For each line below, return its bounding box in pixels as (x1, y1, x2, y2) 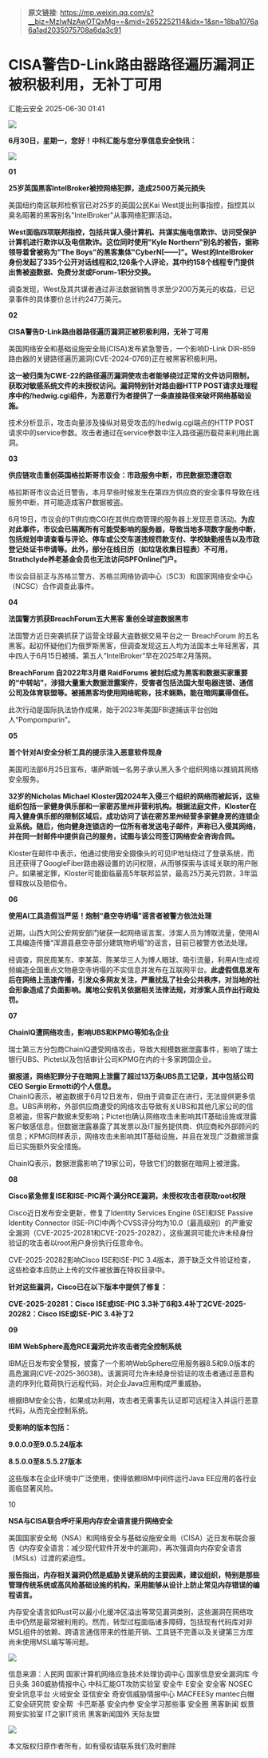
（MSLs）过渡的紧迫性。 (8, 1552, 90, 1563)
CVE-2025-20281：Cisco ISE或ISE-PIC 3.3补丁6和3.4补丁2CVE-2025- (8, 1299, 247, 1308)
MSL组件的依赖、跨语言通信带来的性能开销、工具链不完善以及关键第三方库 (8, 1627, 254, 1636)
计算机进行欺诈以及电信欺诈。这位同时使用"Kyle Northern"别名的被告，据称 (8, 237, 259, 246)
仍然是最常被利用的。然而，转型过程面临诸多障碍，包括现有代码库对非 (22, 1616, 253, 1627)
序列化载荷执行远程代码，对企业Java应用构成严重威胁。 (22, 1378, 206, 1388)
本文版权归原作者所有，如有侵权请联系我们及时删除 (8, 1740, 176, 1751)
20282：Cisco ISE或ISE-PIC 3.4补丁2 (8, 1308, 134, 1319)
